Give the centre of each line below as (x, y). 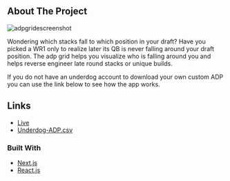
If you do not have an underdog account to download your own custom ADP (115, 77)
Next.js (27, 162)
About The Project (47, 11)
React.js (29, 170)
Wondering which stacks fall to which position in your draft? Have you (106, 41)
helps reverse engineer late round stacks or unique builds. (90, 63)
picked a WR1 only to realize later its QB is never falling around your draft (111, 48)
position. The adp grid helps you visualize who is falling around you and (109, 56)
